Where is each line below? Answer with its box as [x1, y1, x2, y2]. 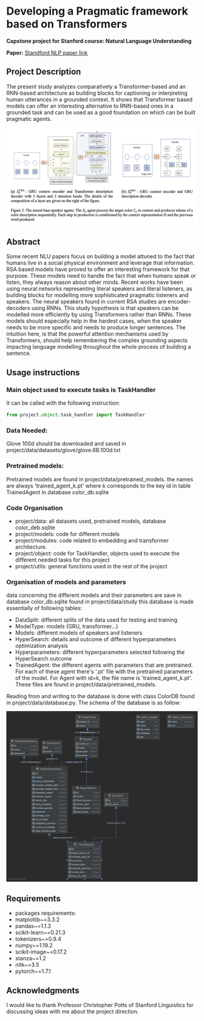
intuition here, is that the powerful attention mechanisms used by [6, 330, 169, 338]
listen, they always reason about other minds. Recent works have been [6, 278, 183, 286]
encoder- [167, 298, 191, 305]
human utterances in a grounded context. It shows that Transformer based [6, 95, 193, 103]
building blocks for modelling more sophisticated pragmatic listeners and [6, 292, 189, 299]
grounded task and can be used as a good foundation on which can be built [6, 108, 196, 116]
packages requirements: [15, 910, 76, 917]
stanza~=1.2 [15, 955, 47, 962]
